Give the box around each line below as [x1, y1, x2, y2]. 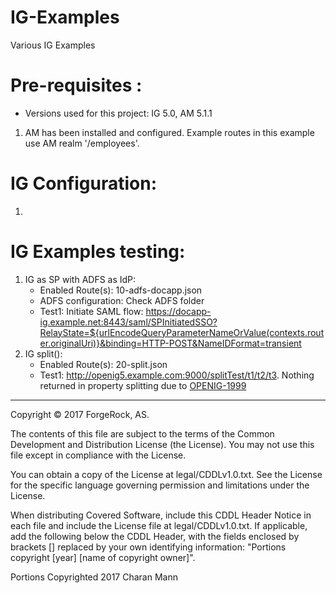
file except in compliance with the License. [10, 449, 187, 461]
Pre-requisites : [10, 74, 143, 97]
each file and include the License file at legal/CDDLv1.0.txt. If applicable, [10, 519, 308, 531]
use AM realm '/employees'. [24, 137, 140, 149]
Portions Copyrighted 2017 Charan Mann [10, 571, 178, 583]
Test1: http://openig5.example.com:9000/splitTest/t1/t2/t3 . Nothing [39, 369, 315, 381]
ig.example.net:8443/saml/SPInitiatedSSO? [39, 316, 218, 328]
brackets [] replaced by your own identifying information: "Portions [10, 541, 287, 553]
